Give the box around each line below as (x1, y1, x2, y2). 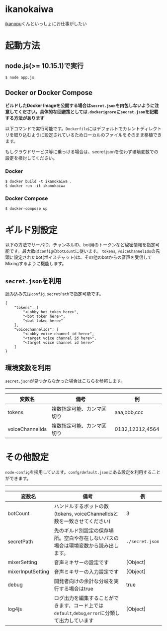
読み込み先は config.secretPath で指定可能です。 (5, 291, 104, 297)
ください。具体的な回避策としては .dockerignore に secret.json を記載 (18, 108, 159, 114)
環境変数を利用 (5, 364, 51, 372)
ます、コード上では (59, 602, 104, 609)
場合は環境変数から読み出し (54, 542, 119, 549)
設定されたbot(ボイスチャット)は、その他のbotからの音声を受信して (13, 254, 153, 260)
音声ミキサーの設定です (54, 559, 109, 566)
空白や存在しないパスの (64, 535, 119, 542)
